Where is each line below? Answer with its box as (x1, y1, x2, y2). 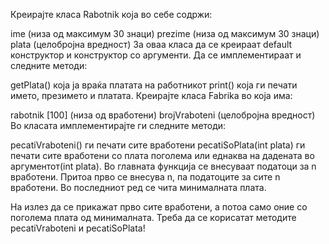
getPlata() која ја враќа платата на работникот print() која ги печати (10, 79, 298, 91)
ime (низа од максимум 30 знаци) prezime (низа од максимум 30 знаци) (10, 28, 320, 39)
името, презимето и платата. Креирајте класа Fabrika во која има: (10, 90, 293, 101)
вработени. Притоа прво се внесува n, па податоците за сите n (10, 171, 281, 183)
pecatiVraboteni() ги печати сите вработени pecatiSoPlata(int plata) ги (10, 139, 306, 151)
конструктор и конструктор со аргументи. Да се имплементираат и (10, 49, 302, 61)
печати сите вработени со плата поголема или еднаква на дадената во (10, 150, 315, 161)
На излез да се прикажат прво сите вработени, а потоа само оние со (10, 201, 308, 213)
